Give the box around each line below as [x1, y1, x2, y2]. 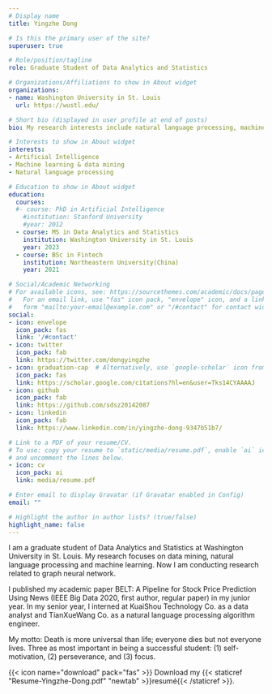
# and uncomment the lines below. [8, 454, 125, 462]
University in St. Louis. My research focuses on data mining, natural [8, 551, 235, 561]
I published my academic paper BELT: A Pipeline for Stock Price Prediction [8, 584, 257, 594]
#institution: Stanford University [23, 213, 143, 222]
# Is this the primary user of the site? [8, 34, 151, 42]
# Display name [8, 11, 60, 20]
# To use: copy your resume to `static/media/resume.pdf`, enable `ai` [8, 446, 255, 455]
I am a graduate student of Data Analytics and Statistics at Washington [8, 543, 244, 553]
